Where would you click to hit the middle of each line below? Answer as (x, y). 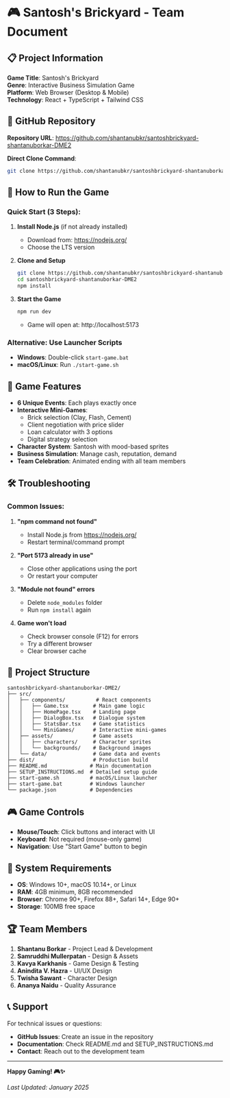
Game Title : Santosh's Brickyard (53, 78)
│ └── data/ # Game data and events (84, 754)
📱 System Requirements (59, 868)
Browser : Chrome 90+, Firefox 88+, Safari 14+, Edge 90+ (98, 899)
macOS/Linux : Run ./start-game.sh (68, 365)
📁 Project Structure (49, 672)
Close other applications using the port (82, 569)
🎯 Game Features (44, 386)
